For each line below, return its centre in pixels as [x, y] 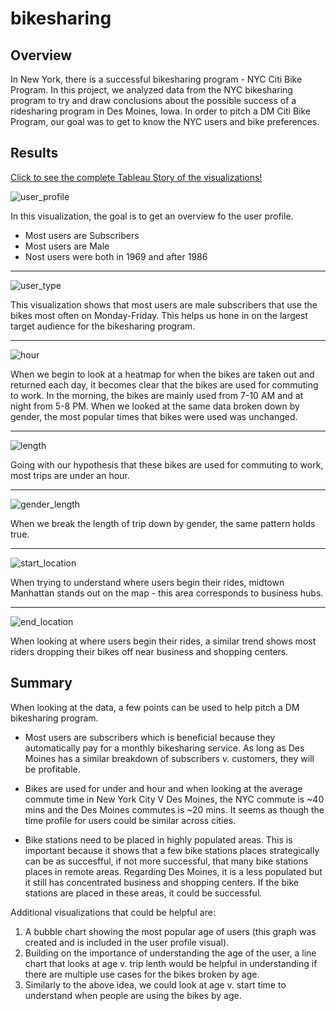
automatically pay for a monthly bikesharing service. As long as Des [164, 748]
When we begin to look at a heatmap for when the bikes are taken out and [162, 374]
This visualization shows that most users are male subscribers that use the [164, 304]
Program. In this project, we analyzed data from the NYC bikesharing [151, 90]
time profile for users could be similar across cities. [130, 820]
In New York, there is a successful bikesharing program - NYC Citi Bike [156, 79]
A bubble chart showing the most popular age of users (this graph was [170, 931]
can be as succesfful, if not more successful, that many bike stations [166, 861]
